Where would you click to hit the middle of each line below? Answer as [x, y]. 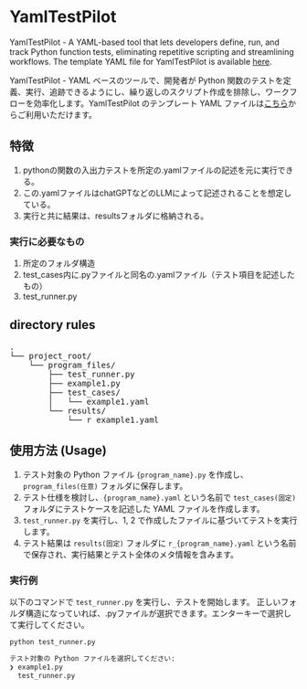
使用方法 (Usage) [58, 451]
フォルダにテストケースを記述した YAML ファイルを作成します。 [143, 508]
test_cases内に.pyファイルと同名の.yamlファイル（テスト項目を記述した [159, 275]
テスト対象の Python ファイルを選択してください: [92, 658]
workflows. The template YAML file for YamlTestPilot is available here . [141, 61]
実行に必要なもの [47, 241]
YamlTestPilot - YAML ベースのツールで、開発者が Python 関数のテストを [146, 80]
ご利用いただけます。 [57, 114]
